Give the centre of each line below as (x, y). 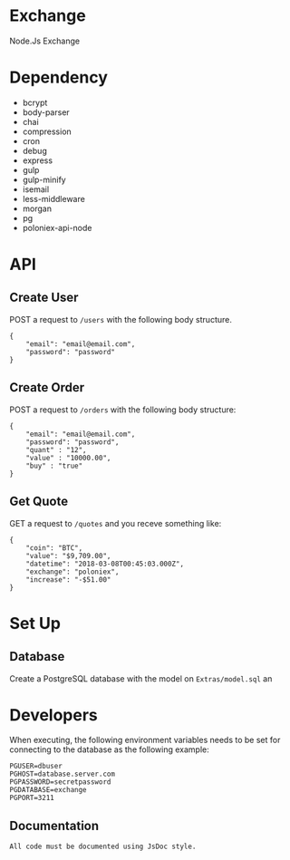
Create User (44, 298)
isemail (36, 189)
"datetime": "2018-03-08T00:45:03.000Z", (105, 564)
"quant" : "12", (57, 449)
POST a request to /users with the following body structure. (121, 319)
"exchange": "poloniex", (72, 572)
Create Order (47, 387)
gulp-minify (44, 179)
